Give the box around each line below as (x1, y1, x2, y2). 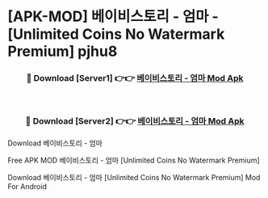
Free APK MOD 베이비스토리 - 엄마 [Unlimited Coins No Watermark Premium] (7, 155, 260, 165)
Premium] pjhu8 (7, 42, 118, 61)
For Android (7, 181, 48, 191)
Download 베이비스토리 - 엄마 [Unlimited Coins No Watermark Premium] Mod (7, 172, 261, 182)
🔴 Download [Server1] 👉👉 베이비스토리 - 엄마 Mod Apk (26, 73, 244, 84)
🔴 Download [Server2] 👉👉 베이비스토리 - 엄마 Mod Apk (25, 116, 245, 127)
